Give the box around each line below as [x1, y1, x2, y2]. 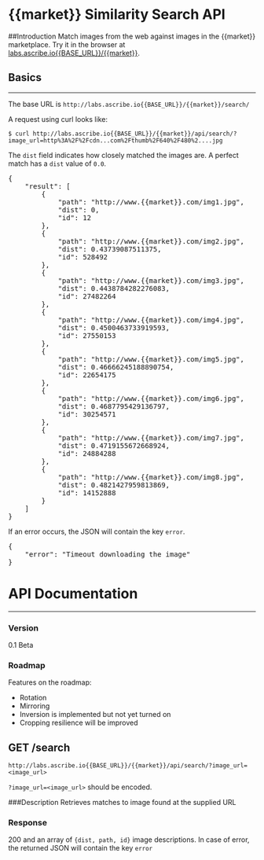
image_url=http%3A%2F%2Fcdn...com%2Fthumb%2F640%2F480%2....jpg [8, 136, 223, 145]
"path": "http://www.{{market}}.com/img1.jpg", [57, 197, 245, 206]
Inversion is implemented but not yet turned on [19, 710, 171, 719]
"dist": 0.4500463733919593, [57, 323, 170, 332]
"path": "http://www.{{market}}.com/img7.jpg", [57, 433, 245, 442]
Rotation [19, 693, 47, 703]
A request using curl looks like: [8, 114, 108, 123]
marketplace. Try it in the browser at [8, 39, 126, 49]
